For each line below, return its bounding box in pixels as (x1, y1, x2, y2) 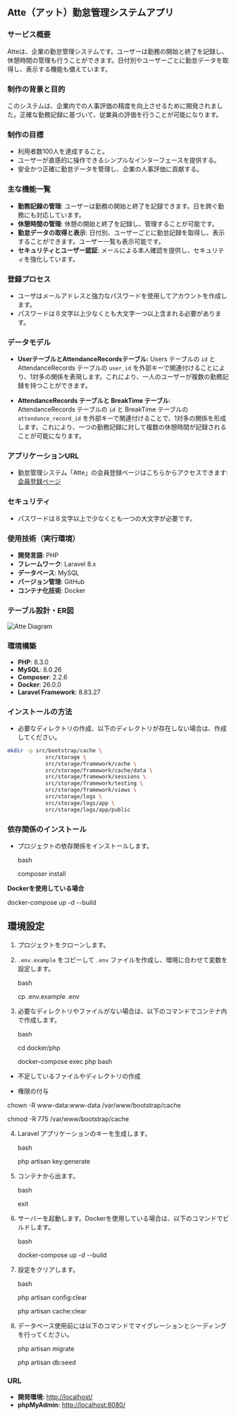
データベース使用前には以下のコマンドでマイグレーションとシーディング (17, 1321, 227, 1330)
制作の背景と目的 (7, 84, 66, 94)
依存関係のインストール (7, 824, 87, 834)
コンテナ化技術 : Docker (17, 586, 86, 595)
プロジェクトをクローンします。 (17, 940, 110, 949)
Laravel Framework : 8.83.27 (17, 688, 101, 696)
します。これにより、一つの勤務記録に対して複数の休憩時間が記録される (17, 423, 227, 431)
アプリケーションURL (7, 451, 80, 461)
